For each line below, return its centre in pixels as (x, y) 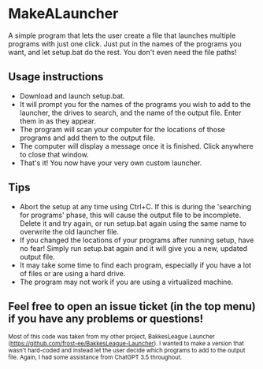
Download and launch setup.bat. (72, 96)
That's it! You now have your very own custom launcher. (111, 163)
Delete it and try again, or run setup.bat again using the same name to (133, 223)
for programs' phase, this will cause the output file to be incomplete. (130, 215)
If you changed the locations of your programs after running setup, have (137, 240)
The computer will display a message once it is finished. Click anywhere (136, 146)
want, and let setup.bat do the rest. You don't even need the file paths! (122, 52)
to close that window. (54, 154)
